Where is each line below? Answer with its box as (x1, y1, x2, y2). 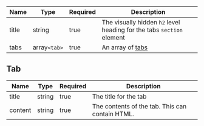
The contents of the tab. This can (92, 102, 187, 110)
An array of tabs (101, 43, 148, 51)
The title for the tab (92, 92, 147, 100)
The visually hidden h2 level (101, 18, 180, 26)
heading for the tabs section (101, 26, 183, 34)
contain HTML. (92, 110, 135, 118)
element (101, 33, 126, 41)
